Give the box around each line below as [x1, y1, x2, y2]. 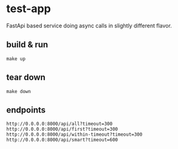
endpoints [6, 105, 46, 115]
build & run [6, 40, 49, 50]
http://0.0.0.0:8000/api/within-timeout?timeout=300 [6, 131, 143, 138]
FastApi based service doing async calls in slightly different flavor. [6, 22, 172, 29]
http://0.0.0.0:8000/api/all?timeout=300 [6, 121, 113, 127]
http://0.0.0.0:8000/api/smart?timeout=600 [6, 137, 118, 143]
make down [6, 88, 32, 94]
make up [6, 55, 26, 62]
